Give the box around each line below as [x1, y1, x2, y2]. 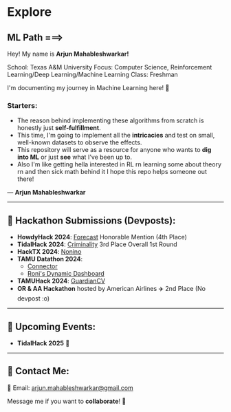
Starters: [7, 100, 38, 110]
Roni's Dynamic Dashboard [27, 270, 104, 278]
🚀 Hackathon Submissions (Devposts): [7, 215, 176, 226]
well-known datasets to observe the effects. [16, 138, 142, 147]
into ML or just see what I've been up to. [16, 153, 133, 162]
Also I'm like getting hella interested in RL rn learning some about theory [16, 160, 222, 169]
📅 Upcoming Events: [7, 321, 96, 332]
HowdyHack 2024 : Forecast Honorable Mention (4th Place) [16, 233, 188, 241]
